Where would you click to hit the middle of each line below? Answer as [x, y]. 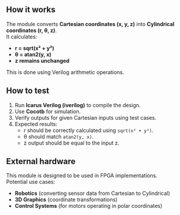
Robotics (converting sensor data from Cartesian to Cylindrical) [92, 193]
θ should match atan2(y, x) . [59, 136]
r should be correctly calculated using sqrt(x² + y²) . [89, 130]
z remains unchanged [42, 60]
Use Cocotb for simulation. [48, 111]
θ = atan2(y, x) [33, 54]
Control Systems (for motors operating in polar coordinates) [89, 206]
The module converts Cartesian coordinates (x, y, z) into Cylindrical [90, 24]
